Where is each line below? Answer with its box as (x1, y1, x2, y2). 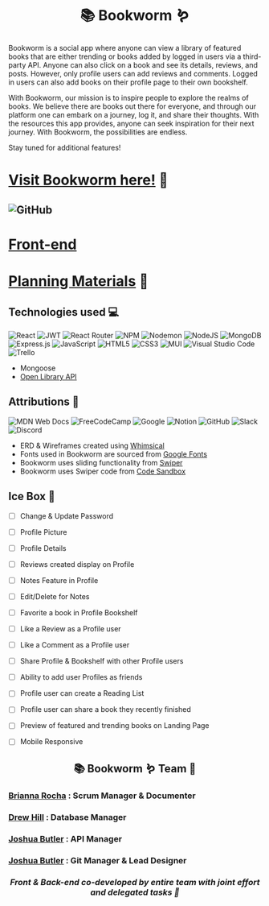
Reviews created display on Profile (19, 559, 135, 569)
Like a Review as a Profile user (19, 624, 122, 634)
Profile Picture (19, 527, 67, 536)
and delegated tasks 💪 (90, 887, 180, 898)
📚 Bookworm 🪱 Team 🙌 (73, 762, 197, 776)
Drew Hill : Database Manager (8, 811, 127, 822)
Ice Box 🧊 (8, 490, 56, 503)
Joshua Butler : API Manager (8, 833, 123, 844)
